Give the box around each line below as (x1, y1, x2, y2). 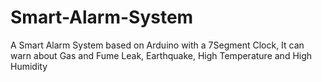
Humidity (10, 60, 48, 72)
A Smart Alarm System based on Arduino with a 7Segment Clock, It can (10, 39, 305, 51)
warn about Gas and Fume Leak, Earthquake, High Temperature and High (10, 49, 313, 61)
